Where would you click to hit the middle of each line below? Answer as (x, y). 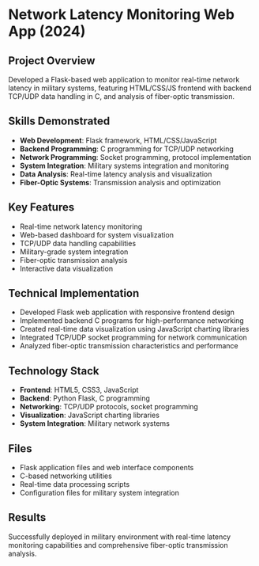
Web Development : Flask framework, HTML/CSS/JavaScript (118, 140)
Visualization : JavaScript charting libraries (90, 415)
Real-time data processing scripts (75, 484)
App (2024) (47, 31)
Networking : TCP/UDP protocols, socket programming (109, 407)
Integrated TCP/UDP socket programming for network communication (133, 337)
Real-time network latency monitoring (81, 226)
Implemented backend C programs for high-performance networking (132, 321)
